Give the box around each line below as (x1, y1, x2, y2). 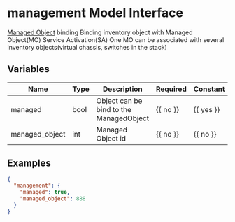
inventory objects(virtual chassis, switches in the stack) (7, 43, 168, 51)
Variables (7, 63, 50, 75)
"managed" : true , (20, 189, 71, 196)
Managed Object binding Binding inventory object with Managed (7, 28, 194, 36)
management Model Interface (7, 5, 184, 21)
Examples (7, 158, 51, 169)
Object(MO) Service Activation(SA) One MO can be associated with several (7, 35, 225, 43)
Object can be (96, 96, 143, 106)
